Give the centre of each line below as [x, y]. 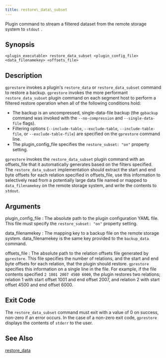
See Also [19, 338]
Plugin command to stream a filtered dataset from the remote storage [76, 24]
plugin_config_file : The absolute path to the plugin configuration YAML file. [82, 218]
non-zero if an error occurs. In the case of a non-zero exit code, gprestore [81, 317]
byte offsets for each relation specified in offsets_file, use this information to [83, 175]
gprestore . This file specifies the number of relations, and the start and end [82, 258]
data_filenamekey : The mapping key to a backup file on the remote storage [82, 233]
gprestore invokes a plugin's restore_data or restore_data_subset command [83, 88]
